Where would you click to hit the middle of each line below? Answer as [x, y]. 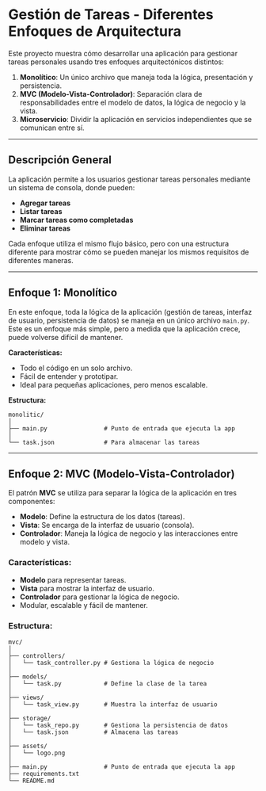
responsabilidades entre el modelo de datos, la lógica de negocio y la [133, 102]
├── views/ [26, 697]
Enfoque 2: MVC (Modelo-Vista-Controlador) [122, 474]
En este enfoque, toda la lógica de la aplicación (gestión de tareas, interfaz [130, 311]
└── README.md [32, 781]
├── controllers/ [37, 655]
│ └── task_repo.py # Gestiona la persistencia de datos [118, 725]
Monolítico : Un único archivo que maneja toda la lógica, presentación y [136, 77]
